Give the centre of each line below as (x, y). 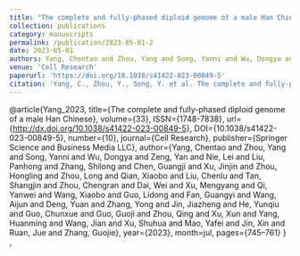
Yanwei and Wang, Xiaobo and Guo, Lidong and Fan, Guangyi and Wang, (143, 194)
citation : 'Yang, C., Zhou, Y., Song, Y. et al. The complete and (135, 84)
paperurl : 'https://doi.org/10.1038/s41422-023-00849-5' (117, 76)
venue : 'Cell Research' (54, 68)
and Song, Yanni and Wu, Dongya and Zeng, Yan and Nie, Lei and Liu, (137, 156)
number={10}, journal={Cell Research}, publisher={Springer (178, 137)
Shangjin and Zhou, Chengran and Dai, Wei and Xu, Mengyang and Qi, (138, 185)
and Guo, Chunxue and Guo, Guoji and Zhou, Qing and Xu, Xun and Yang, (145, 213)
